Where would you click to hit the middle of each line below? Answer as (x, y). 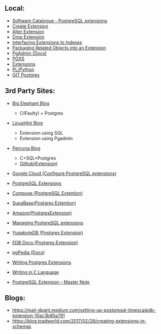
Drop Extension (28, 37)
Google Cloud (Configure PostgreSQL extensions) (64, 173)
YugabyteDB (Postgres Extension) (47, 233)
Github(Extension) (39, 163)
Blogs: (15, 298)
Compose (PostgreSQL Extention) (47, 193)
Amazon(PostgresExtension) (42, 213)
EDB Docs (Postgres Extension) (45, 242)
